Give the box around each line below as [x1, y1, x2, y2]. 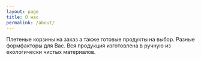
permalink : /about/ [6, 20, 55, 25]
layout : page [6, 8, 39, 15]
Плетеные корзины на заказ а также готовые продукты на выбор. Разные [6, 36, 195, 43]
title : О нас [6, 14, 39, 20]
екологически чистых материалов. [6, 49, 96, 56]
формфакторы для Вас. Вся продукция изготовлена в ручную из [6, 42, 171, 49]
